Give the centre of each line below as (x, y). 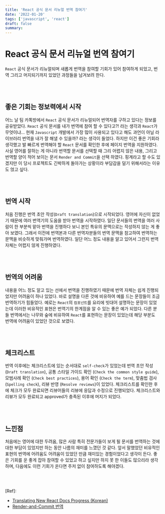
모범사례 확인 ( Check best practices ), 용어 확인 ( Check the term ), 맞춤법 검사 (81, 378)
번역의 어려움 (24, 277)
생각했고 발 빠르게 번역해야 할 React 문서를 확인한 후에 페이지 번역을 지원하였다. (82, 145)
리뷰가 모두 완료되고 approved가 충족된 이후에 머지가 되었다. (63, 397)
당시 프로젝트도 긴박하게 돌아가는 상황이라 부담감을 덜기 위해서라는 (87, 163)
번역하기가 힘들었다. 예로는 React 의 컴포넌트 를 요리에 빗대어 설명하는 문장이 (76, 302)
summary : (14, 28)
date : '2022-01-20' (25, 14)
